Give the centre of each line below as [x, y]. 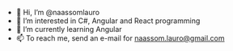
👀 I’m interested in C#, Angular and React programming [108, 21]
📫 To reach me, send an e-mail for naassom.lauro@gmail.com [120, 38]
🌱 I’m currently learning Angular [69, 29]
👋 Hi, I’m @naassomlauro [57, 12]
